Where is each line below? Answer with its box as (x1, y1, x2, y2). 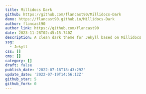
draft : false (5, 63, 32, 68)
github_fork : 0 (5, 81, 37, 86)
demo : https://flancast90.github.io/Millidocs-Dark (5, 16, 115, 21)
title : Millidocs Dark (5, 7, 52, 12)
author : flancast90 (5, 21, 46, 26)
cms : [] (5, 53, 21, 59)
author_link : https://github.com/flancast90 (5, 26, 99, 31)
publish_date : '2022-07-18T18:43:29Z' (5, 68, 86, 73)
